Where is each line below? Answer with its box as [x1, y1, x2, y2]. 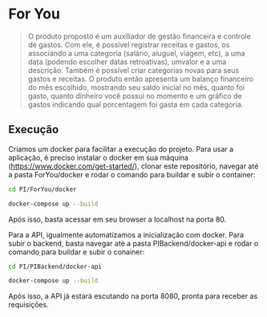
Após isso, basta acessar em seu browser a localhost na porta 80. [8, 214, 227, 224]
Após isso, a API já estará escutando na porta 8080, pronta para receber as [8, 291, 258, 301]
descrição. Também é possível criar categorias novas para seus [27, 65, 240, 75]
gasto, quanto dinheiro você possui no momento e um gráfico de [27, 91, 242, 100]
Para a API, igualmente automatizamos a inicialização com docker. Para [8, 230, 245, 239]
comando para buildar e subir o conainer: [8, 246, 145, 257]
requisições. [8, 300, 50, 310]
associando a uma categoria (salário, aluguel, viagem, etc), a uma [27, 48, 246, 58]
